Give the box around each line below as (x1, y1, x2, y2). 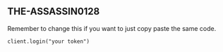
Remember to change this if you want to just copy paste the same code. (7, 24, 217, 32)
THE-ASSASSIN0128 (7, 6, 100, 18)
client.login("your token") (7, 38, 90, 45)
